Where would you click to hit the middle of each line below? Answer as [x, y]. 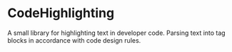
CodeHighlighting [61, 13]
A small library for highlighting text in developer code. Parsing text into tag [117, 33]
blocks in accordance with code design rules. [74, 40]
